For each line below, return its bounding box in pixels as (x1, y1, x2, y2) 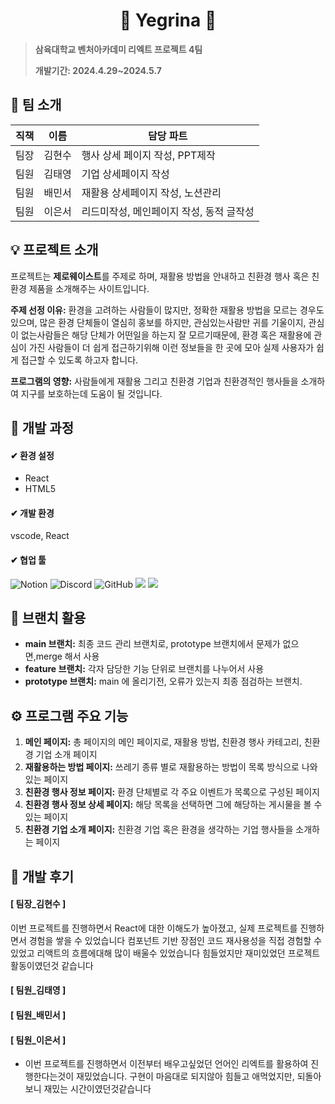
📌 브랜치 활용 (10, 609, 87, 626)
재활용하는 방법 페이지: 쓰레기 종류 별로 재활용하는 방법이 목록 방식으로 (24, 761, 300, 773)
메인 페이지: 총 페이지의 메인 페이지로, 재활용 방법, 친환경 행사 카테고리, (24, 736, 302, 748)
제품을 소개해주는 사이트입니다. (28, 282, 150, 294)
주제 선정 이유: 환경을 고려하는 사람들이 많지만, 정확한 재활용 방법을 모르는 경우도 (10, 304, 325, 316)
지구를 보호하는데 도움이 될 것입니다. (20, 387, 163, 399)
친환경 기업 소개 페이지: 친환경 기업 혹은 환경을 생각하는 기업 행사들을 (24, 824, 294, 836)
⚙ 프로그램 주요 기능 (10, 707, 129, 724)
